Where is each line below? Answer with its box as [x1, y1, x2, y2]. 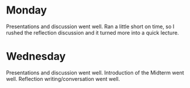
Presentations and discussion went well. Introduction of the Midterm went [6, 69, 185, 76]
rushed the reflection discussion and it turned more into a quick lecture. [6, 29, 179, 36]
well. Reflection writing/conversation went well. [6, 75, 120, 82]
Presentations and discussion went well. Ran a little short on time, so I [6, 23, 175, 30]
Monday [6, 4, 47, 17]
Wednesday [6, 50, 66, 63]
